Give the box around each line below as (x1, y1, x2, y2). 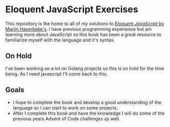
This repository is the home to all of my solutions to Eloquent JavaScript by (5, 20, 164, 27)
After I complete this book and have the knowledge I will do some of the (12, 110, 165, 116)
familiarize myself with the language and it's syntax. (5, 37, 115, 43)
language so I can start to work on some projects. (12, 104, 118, 111)
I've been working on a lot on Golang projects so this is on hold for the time (5, 65, 164, 71)
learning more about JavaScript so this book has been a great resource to (5, 31, 162, 37)
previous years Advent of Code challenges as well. (12, 115, 121, 121)
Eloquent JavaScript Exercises (5, 4, 139, 15)
